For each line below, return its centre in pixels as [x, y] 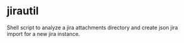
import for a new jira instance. [43, 33]
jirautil [23, 11]
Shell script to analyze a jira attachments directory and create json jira [92, 27]
